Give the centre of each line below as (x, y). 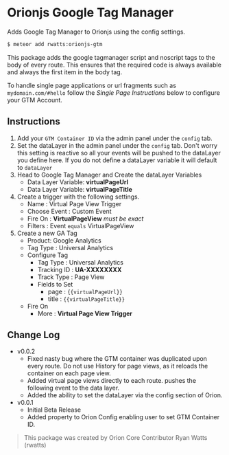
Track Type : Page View (71, 277)
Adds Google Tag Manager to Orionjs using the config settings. (96, 32)
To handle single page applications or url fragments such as (92, 85)
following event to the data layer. (73, 388)
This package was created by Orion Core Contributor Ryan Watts (116, 438)
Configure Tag (48, 255)
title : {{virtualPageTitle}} (86, 299)
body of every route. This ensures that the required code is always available (114, 65)
